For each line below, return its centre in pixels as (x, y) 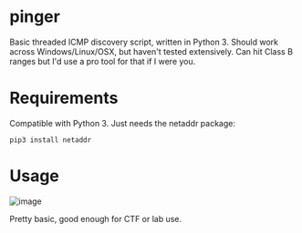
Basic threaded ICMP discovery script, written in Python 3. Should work (144, 42)
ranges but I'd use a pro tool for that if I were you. (103, 61)
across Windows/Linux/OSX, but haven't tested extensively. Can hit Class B (151, 51)
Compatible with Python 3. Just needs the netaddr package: (122, 123)
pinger (35, 17)
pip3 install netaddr (51, 140)
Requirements (64, 98)
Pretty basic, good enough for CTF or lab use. (96, 218)
